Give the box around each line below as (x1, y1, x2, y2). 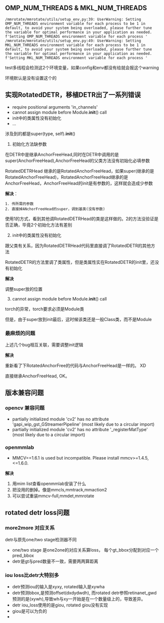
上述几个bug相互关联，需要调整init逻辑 (5, 342, 84, 347)
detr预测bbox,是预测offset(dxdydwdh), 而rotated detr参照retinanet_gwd (12, 590, 157, 596)
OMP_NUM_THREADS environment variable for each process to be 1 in (5, 21, 146, 26)
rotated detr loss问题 (5, 508, 70, 517)
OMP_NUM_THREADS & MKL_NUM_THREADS (5, 4, 147, 12)
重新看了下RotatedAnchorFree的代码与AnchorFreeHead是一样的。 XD (5, 362, 146, 369)
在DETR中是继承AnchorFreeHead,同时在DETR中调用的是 (5, 151, 119, 157)
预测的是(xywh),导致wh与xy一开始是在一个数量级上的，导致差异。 (12, 596, 146, 601)
